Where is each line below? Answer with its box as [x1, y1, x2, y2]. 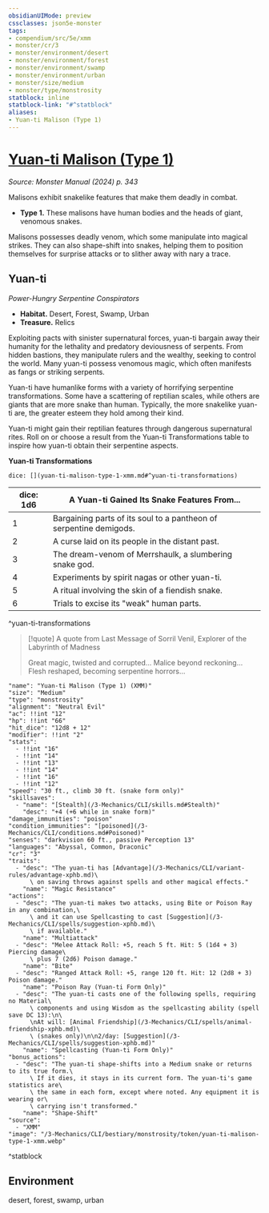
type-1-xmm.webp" [8, 1137, 66, 1145]
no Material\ [8, 997, 52, 1005]
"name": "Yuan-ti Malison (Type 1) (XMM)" [8, 681, 152, 689]
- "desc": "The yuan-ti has [15, 864, 110, 872]
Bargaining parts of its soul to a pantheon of [52, 512, 218, 524]
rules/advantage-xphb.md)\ [8, 870, 98, 879]
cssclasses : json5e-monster [8, 19, 102, 27]
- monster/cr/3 [8, 42, 59, 50]
